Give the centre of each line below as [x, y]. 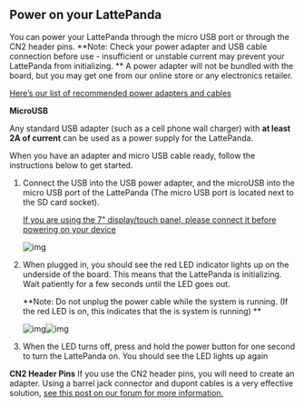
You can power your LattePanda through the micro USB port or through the [150, 36]
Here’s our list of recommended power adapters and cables [120, 93]
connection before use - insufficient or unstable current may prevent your [147, 56]
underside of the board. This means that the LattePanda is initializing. [152, 274]
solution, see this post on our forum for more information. [117, 392]
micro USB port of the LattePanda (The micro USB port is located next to [158, 192]
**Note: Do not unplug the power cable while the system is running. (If [155, 301]
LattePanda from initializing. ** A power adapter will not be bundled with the [152, 65]
